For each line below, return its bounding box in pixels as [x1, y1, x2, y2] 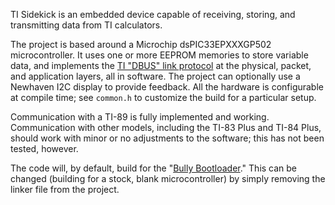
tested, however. [10, 143, 79, 154]
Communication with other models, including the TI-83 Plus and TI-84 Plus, [10, 122, 322, 133]
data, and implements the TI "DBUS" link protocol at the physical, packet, [10, 60, 312, 71]
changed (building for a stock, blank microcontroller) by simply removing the [10, 173, 326, 184]
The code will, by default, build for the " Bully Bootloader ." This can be [10, 162, 298, 174]
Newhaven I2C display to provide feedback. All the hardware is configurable [10, 81, 324, 93]
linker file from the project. [10, 184, 120, 195]
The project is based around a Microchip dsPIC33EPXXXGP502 [10, 39, 272, 50]
